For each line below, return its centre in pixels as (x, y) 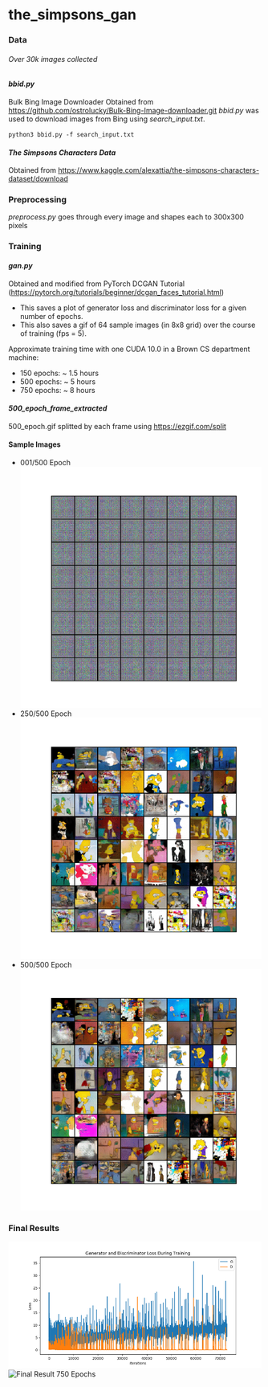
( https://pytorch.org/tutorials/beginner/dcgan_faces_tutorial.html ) (116, 292)
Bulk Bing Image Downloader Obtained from (81, 101)
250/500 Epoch (46, 714)
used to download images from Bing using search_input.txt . (107, 119)
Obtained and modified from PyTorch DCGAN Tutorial (97, 284)
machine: (24, 357)
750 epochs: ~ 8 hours (57, 390)
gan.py (21, 265)
